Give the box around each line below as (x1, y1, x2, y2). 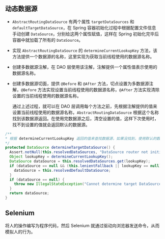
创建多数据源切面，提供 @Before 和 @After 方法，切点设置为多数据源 (12, 80, 149, 86)
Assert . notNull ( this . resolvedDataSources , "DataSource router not (9, 150, 148, 155)
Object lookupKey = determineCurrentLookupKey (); (9, 154, 113, 159)
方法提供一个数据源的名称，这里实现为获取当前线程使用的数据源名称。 (12, 53, 155, 59)
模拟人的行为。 (5, 229, 35, 235)
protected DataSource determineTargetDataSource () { (5, 145, 115, 150)
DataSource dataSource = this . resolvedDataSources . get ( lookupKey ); (9, 159, 151, 164)
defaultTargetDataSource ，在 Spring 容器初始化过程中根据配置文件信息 (12, 25, 156, 30)
